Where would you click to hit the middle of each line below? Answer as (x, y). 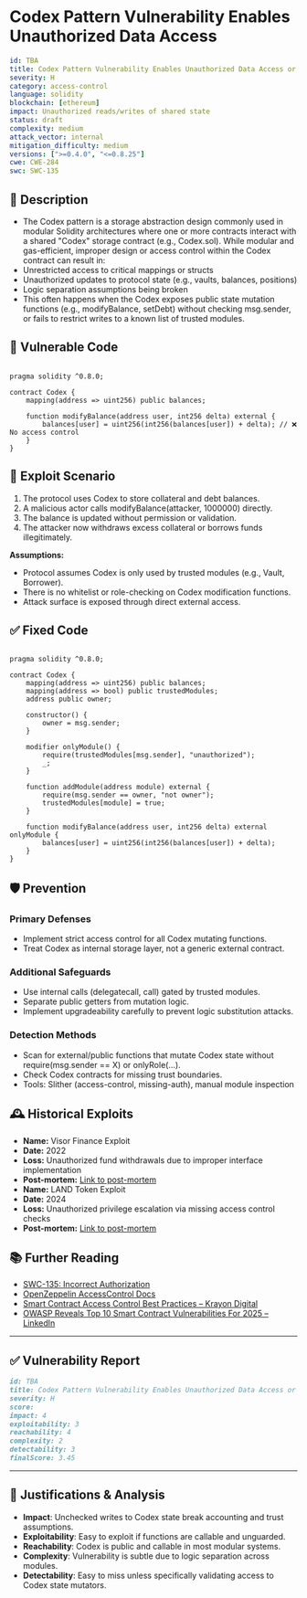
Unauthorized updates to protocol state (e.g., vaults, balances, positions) (160, 280)
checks (37, 1218)
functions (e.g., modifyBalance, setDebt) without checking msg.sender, (157, 309)
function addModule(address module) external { (118, 788)
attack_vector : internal (57, 137)
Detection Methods (53, 1035)
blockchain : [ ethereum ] (55, 103)
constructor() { (57, 715)
